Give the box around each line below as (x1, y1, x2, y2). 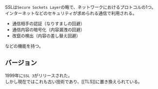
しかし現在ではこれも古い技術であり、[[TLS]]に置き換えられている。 (5, 78, 142, 84)
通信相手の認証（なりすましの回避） (12, 21, 85, 26)
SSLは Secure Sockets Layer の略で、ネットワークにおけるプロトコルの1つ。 (5, 4, 156, 10)
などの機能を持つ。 (5, 43, 44, 49)
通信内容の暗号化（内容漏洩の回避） (12, 27, 85, 33)
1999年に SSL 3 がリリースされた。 (5, 72, 72, 78)
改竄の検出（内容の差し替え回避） (12, 33, 81, 38)
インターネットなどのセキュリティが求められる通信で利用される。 (5, 10, 137, 16)
